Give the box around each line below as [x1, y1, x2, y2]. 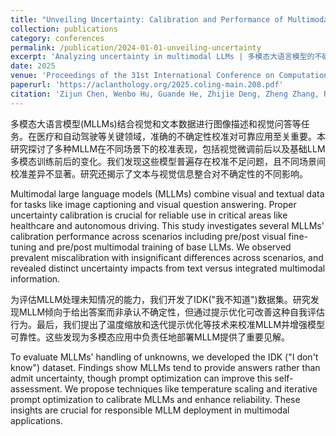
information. [10, 272, 61, 285]
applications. [10, 414, 63, 426]
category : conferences [10, 33, 105, 43]
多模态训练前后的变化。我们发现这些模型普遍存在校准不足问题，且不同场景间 [10, 155, 326, 167]
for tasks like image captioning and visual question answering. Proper [10, 198, 297, 210]
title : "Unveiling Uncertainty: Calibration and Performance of [10, 14, 284, 25]
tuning [10, 241, 37, 253]
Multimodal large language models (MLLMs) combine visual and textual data [10, 187, 325, 200]
